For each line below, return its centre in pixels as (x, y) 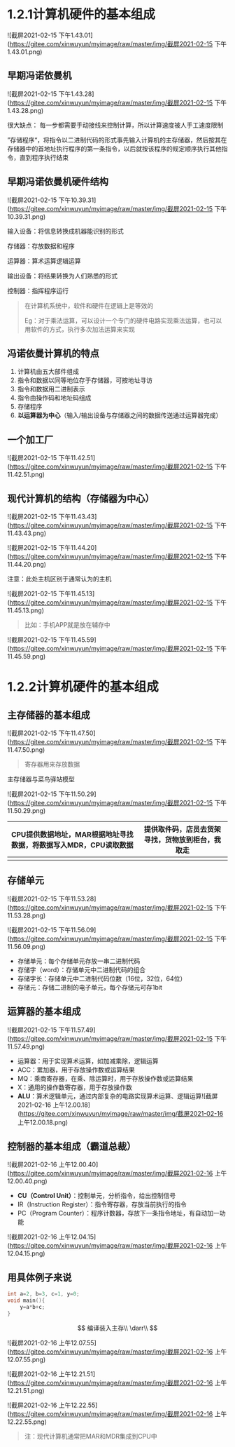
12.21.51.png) (26, 1390)
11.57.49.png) (26, 1046)
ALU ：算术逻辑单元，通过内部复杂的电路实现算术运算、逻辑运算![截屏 (117, 1096)
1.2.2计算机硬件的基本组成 (83, 687)
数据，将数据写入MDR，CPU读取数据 (72, 845)
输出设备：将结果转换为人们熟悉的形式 (62, 276)
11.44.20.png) (27, 564)
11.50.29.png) (27, 810)
